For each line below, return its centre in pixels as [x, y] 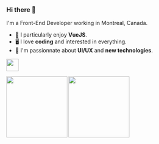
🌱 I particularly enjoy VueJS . [51, 35]
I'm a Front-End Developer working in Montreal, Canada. [77, 23]
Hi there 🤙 [21, 10]
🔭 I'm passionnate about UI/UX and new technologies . [84, 51]
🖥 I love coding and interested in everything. [71, 41]
